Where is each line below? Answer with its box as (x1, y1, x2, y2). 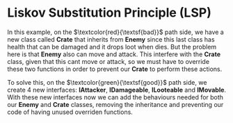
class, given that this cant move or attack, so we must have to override (7, 57, 210, 65)
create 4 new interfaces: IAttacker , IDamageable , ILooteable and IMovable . (7, 85, 227, 94)
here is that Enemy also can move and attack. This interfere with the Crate (7, 50, 221, 58)
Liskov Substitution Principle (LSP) (7, 5, 212, 21)
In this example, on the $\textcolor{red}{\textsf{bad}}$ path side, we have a (7, 28, 224, 36)
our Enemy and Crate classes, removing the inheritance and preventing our (7, 100, 224, 108)
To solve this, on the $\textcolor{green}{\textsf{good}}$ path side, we (7, 78, 207, 86)
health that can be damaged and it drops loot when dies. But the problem (7, 42, 217, 51)
